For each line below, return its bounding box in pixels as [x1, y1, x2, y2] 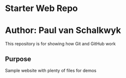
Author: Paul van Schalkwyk [5, 25, 121, 36]
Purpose [5, 55, 31, 63]
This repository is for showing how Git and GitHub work [5, 41, 116, 47]
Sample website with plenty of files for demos [5, 67, 97, 73]
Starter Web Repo [5, 3, 78, 14]
